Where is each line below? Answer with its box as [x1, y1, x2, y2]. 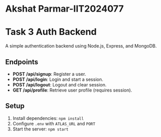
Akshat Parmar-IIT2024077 [5, 3, 124, 15]
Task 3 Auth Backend [5, 26, 97, 38]
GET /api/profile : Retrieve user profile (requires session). [12, 87, 133, 93]
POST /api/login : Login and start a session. [12, 76, 103, 82]
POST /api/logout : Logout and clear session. [12, 81, 107, 87]
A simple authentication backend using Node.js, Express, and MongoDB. [5, 43, 157, 49]
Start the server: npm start [12, 126, 69, 132]
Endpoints [5, 58, 39, 66]
